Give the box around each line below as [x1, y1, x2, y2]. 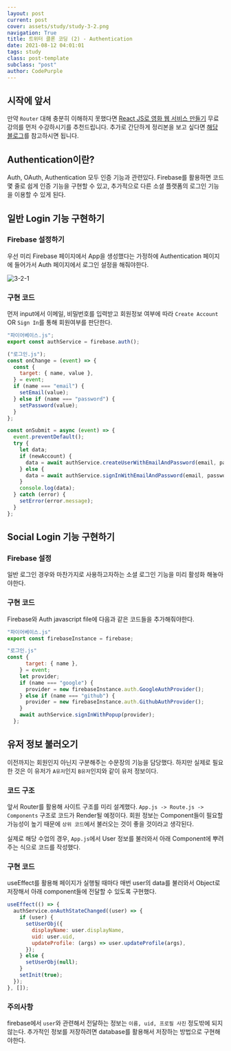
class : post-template [7, 55, 69, 62]
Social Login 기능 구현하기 [7, 531, 115, 543]
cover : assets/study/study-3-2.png [7, 23, 109, 30]
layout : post [7, 10, 45, 17]
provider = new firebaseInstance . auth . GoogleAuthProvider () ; [25, 686, 205, 692]
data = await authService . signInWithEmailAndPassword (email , [25, 472, 205, 479]
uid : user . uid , [32, 933, 76, 940]
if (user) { [19, 914, 54, 921]
